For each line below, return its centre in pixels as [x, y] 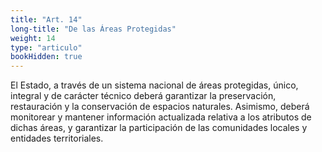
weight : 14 [33, 38]
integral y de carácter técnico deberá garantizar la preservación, [143, 96]
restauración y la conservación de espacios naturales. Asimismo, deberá [160, 107]
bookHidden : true [46, 57]
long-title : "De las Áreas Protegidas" [93, 29]
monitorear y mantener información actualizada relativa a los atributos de [161, 117]
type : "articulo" [46, 47]
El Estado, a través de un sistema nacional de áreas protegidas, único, [154, 85]
